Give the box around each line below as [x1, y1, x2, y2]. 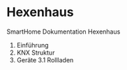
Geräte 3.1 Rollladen [16, 55, 74, 64]
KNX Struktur [16, 48, 55, 57]
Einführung [16, 41, 50, 49]
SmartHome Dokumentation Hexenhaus [6, 27, 121, 36]
